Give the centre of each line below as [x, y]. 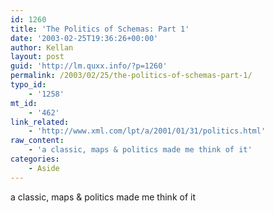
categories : [35, 159]
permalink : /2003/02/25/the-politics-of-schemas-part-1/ [131, 76]
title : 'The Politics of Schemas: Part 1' [100, 29]
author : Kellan [42, 47]
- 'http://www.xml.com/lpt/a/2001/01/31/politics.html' [147, 131]
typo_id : [28, 85]
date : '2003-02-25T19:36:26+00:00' [84, 38]
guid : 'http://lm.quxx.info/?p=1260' [89, 66]
